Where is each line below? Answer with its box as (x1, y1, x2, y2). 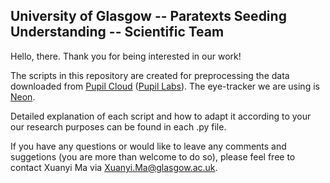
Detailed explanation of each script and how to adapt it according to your (10, 110, 312, 122)
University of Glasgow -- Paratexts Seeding (10, 8, 287, 25)
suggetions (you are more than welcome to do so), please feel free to (10, 150, 296, 163)
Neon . (10, 90, 36, 103)
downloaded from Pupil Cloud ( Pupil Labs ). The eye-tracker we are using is (10, 80, 320, 92)
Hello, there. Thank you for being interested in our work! (10, 50, 242, 62)
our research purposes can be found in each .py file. (10, 120, 227, 133)
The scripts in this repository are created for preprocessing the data (10, 69, 290, 81)
